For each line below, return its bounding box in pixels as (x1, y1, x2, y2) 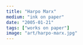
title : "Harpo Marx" (6, 8, 57, 15)
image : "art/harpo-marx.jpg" (6, 30, 78, 36)
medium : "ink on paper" (6, 14, 65, 20)
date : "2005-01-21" (6, 19, 54, 25)
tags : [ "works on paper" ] (6, 25, 69, 31)
